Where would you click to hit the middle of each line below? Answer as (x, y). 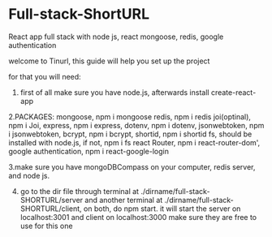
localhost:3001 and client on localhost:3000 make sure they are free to (138, 217)
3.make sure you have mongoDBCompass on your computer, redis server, (132, 166)
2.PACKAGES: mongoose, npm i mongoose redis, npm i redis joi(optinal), (130, 116)
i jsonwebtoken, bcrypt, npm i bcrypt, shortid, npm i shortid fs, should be (130, 134)
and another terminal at (124, 200)
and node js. (29, 175)
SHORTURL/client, (51, 209)
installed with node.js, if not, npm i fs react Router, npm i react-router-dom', (134, 142)
